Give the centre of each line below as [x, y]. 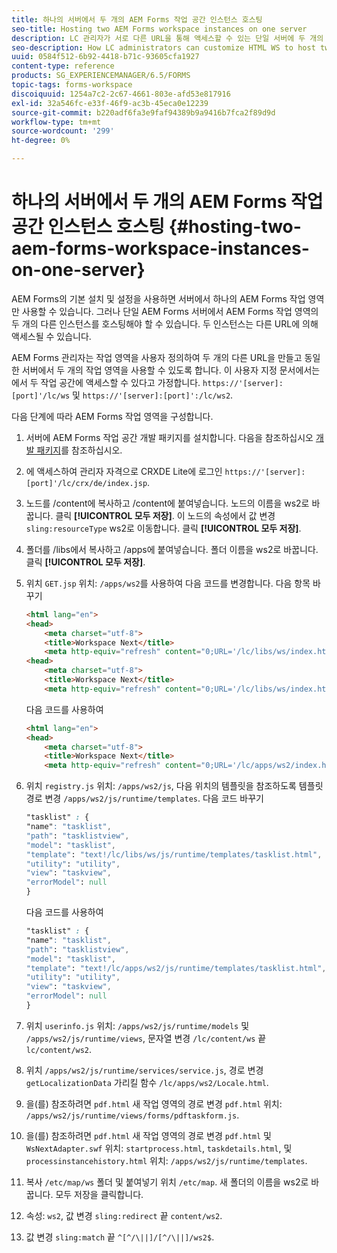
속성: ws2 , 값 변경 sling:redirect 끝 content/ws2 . [124, 1215]
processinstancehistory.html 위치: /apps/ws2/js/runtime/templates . [166, 1160]
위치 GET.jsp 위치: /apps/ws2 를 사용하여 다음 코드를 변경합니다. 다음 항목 [168, 583]
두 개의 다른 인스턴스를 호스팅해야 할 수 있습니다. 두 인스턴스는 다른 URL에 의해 [165, 323]
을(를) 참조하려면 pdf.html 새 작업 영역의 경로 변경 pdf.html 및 [148, 1135]
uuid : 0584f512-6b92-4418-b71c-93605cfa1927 [105, 57]
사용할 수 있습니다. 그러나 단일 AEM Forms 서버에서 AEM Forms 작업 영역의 [170, 311]
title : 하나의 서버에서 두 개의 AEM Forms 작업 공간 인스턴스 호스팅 [137, 19]
